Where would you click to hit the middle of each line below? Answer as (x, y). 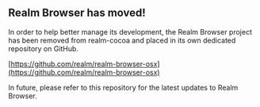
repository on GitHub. (44, 48)
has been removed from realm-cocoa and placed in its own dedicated (122, 40)
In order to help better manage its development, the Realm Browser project (130, 31)
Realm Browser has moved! (77, 13)
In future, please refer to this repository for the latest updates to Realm (123, 87)
